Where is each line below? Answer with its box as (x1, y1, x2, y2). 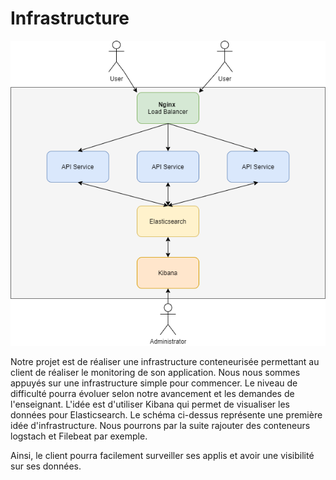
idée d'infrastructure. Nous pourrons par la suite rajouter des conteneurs (10, 420, 311, 432)
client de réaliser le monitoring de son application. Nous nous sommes (10, 367, 301, 379)
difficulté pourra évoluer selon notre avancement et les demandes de (10, 388, 295, 400)
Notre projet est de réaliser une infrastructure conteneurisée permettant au (10, 356, 320, 368)
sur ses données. (10, 460, 82, 472)
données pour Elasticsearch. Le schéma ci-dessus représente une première (10, 409, 323, 421)
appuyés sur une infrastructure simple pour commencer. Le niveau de (10, 377, 298, 389)
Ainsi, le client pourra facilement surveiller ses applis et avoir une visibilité (10, 450, 315, 462)
